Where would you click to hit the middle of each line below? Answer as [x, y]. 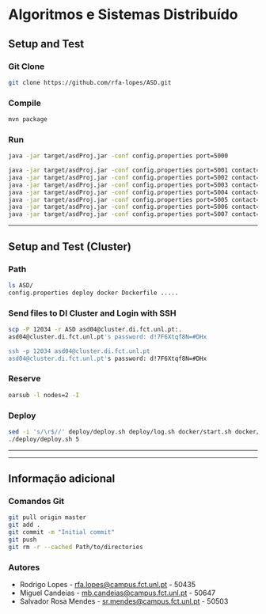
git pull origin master [47, 517]
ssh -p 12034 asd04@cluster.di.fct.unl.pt [79, 351]
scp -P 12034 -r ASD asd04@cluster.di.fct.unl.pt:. [95, 329]
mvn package [28, 119]
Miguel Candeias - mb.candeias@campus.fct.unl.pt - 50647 [118, 593]
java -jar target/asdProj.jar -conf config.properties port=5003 [118, 185]
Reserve [25, 379]
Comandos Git [36, 501]
